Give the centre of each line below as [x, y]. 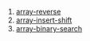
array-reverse [38, 12]
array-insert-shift [44, 20]
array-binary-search [49, 29]
